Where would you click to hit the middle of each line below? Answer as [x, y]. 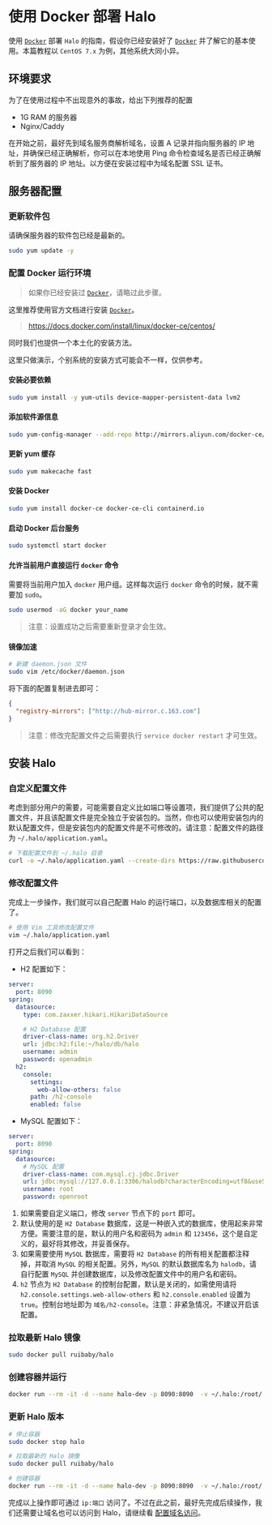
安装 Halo [32, 763]
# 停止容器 [24, 1434]
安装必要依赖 [30, 380]
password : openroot [56, 1197]
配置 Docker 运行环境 [50, 273]
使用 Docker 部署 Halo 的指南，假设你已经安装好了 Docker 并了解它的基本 [129, 41]
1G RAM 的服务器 [49, 117]
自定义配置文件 [38, 788]
